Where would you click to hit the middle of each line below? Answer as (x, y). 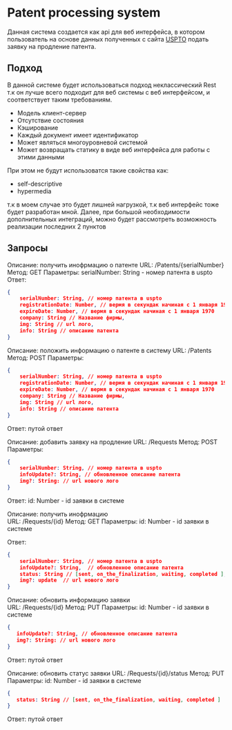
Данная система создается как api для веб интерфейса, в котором (106, 32)
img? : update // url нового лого (69, 580)
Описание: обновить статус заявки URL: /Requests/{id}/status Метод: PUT (116, 673)
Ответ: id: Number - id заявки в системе (66, 500)
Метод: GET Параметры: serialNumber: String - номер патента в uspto (110, 272)
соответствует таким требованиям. (60, 99)
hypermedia (34, 191)
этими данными (41, 157)
